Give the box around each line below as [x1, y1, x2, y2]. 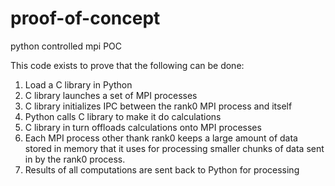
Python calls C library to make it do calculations [24, 110, 222, 122]
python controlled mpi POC [10, 40, 123, 52]
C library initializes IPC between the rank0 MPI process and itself [24, 100, 293, 112]
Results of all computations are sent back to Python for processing [24, 163, 300, 176]
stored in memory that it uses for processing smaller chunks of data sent [24, 142, 325, 154]
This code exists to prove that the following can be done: [10, 59, 245, 71]
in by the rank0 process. [24, 153, 126, 165]
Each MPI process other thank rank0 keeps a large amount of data [24, 132, 298, 144]
